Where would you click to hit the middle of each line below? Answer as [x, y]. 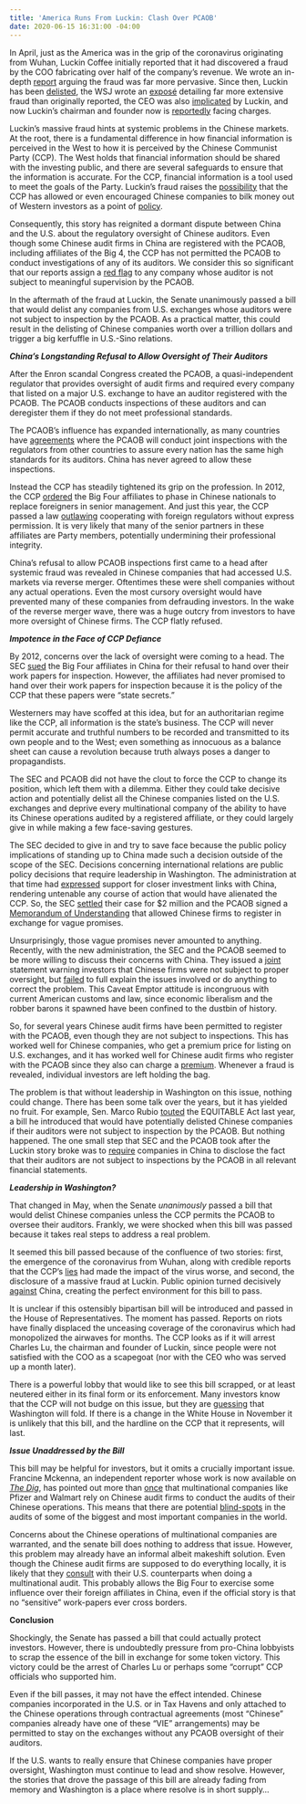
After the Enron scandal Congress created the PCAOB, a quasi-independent [152, 373]
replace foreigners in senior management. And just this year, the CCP [139, 506]
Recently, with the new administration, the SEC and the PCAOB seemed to [148, 949]
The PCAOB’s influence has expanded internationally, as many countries [145, 430]
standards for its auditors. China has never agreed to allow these [131, 459]
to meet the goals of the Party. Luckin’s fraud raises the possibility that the [149, 186]
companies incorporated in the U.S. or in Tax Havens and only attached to [148, 1704]
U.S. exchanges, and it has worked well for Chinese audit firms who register [152, 1054]
